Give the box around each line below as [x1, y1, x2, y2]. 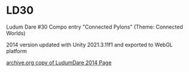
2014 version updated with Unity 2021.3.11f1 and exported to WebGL [6, 41, 173, 48]
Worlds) [6, 29, 26, 36]
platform [6, 47, 27, 54]
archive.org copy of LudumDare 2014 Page [6, 59, 112, 66]
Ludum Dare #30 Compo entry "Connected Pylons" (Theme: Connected [6, 23, 183, 30]
